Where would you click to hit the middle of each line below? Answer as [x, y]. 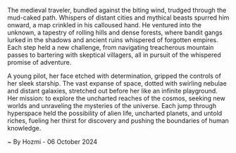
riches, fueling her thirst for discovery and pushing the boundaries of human [118, 121]
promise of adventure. [39, 62]
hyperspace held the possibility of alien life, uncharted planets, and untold [115, 113]
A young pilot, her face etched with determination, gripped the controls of [114, 76]
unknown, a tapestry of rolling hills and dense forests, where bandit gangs [115, 32]
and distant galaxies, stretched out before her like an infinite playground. [113, 91]
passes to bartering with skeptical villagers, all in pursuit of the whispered [114, 55]
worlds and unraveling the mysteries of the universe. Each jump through [112, 106]
